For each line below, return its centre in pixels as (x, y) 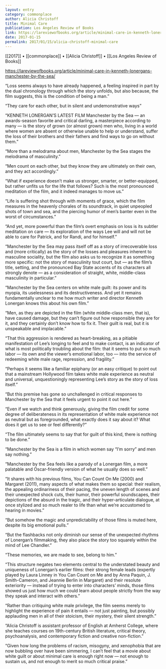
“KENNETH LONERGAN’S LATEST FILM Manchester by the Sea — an (75, 115)
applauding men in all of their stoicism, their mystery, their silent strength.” (81, 616)
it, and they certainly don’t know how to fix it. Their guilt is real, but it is (77, 323)
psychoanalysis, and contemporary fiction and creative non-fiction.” (75, 636)
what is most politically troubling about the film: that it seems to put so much (83, 349)
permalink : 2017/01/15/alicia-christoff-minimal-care (62, 42)
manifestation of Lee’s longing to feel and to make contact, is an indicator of (82, 343)
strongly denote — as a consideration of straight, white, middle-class (75, 272)
